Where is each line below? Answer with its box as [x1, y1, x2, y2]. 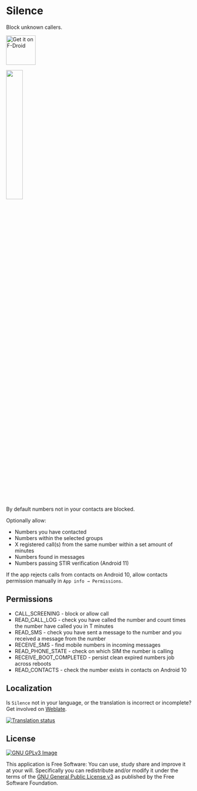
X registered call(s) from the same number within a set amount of [14, 541, 173, 548]
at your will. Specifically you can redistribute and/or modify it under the [6, 767, 178, 774]
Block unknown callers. [6, 24, 63, 31]
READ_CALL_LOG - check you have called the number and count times [14, 616, 186, 623]
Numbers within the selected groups [14, 534, 103, 541]
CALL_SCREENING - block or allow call [14, 610, 109, 617]
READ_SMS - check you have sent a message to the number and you [14, 628, 182, 636]
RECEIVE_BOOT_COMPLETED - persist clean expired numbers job [14, 654, 175, 661]
